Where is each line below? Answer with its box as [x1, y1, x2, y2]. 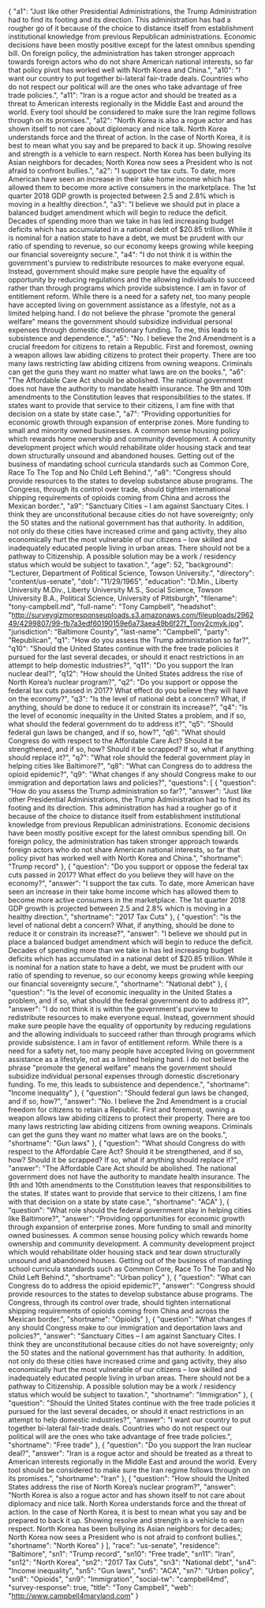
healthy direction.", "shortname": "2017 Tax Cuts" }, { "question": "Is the [8, 912, 242, 922]
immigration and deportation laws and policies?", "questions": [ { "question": [8, 778, 256, 787]
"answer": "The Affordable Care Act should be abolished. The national [8, 1164, 237, 1172]
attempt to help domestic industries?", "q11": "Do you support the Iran [8, 660, 234, 670]
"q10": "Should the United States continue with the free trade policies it [8, 644, 239, 653]
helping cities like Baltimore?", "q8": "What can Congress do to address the [8, 761, 252, 770]
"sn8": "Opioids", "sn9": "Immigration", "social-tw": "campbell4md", [8, 1574, 229, 1584]
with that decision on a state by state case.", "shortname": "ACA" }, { [8, 1197, 230, 1206]
